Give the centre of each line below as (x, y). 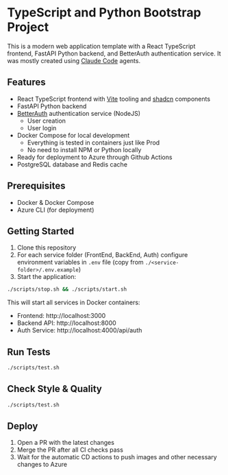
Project (28, 27)
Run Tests (29, 352)
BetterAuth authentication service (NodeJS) (78, 113)
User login (42, 127)
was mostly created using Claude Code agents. (74, 60)
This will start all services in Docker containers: (74, 302)
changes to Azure (42, 465)
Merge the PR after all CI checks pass (70, 450)
